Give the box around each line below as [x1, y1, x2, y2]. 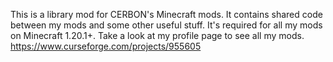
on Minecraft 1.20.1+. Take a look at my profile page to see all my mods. [10, 30, 305, 41]
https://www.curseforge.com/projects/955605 [10, 40, 202, 52]
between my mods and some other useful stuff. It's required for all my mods [10, 19, 323, 31]
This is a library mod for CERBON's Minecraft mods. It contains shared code [10, 9, 323, 20]
